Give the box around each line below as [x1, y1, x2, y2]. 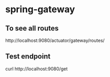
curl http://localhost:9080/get [5, 65, 68, 72]
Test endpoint [5, 52, 51, 61]
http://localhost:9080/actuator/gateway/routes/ [5, 37, 105, 43]
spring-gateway [5, 4, 75, 15]
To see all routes [5, 24, 59, 33]
